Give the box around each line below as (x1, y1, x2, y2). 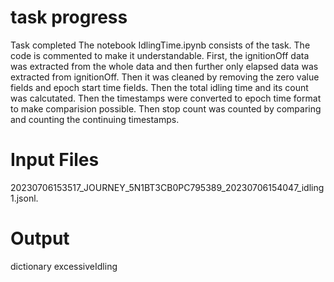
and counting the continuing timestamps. (10, 113, 180, 125)
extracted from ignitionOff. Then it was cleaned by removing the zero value (10, 71, 320, 83)
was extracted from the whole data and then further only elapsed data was (10, 60, 319, 72)
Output (10, 227, 70, 250)
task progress (10, 6, 128, 29)
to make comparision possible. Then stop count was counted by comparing (10, 102, 322, 115)
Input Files (10, 149, 100, 171)
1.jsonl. (10, 192, 39, 204)
